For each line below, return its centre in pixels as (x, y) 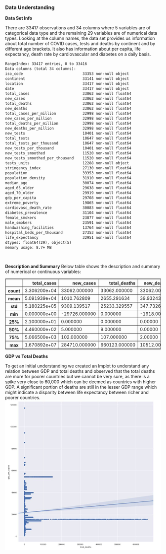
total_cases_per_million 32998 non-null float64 (68, 114)
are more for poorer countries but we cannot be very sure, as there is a (77, 377)
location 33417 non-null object (67, 84)
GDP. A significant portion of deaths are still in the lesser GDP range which (81, 387)
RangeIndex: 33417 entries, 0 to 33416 (46, 64)
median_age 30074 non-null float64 (68, 183)
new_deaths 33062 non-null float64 (68, 109)
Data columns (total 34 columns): (41, 69)
